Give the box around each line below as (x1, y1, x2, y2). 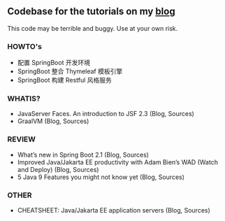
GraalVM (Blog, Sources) (17, 117, 89, 125)
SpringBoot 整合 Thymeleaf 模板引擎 (17, 67, 123, 76)
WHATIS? (7, 94, 41, 104)
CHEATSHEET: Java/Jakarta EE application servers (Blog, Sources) (17, 206, 211, 214)
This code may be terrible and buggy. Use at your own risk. (7, 24, 178, 32)
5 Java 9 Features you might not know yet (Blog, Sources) (17, 173, 185, 181)
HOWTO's (7, 41, 42, 51)
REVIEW (7, 134, 36, 144)
